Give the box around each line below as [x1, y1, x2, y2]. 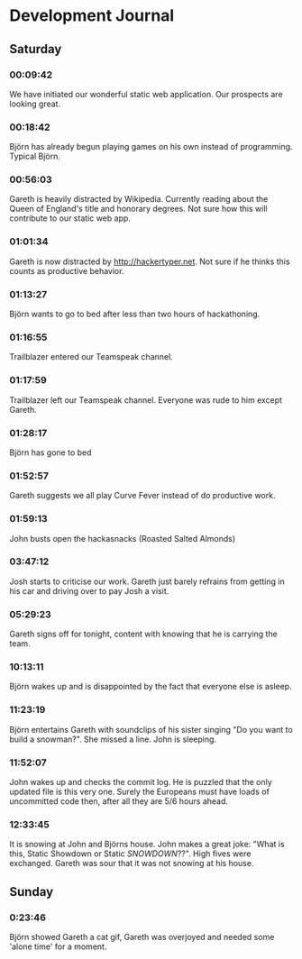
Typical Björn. [9, 151, 61, 162]
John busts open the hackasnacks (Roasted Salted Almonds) [9, 533, 236, 543]
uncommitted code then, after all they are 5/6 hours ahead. [9, 796, 228, 807]
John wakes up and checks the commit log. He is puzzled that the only [9, 777, 272, 788]
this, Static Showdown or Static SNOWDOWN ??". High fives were [9, 848, 252, 859]
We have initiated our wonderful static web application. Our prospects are [9, 88, 283, 99]
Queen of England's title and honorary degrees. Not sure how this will [9, 204, 268, 215]
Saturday [9, 41, 62, 57]
